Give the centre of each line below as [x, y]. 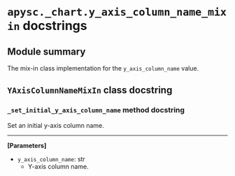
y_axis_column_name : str [51, 159]
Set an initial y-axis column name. [56, 125]
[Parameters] [27, 145]
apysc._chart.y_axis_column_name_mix [117, 12]
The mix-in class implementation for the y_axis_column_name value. [103, 68]
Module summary [47, 51]
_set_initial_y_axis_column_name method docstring [96, 110]
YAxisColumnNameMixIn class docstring [90, 90]
